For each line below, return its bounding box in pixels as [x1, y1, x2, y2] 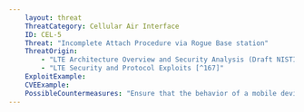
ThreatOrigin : [25, 47, 78, 56]
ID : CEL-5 [25, 30, 63, 39]
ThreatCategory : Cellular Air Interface [25, 22, 180, 31]
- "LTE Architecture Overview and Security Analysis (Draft [41, 55, 273, 64]
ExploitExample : [25, 72, 87, 81]
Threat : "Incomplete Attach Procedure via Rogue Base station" [25, 38, 270, 48]
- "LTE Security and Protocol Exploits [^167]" [41, 64, 224, 73]
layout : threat [25, 13, 83, 23]
